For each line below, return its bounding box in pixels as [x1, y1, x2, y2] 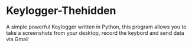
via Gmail [6, 35, 29, 42]
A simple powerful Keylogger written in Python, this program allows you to [6, 23, 187, 30]
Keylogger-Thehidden [6, 4, 116, 17]
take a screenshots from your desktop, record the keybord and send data [6, 29, 184, 36]
